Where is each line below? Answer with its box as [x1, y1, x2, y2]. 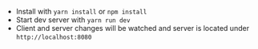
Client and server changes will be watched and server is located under [15, 24, 250, 32]
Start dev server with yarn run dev [15, 15, 131, 24]
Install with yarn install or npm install [15, 7, 147, 16]
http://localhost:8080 [15, 33, 92, 41]
